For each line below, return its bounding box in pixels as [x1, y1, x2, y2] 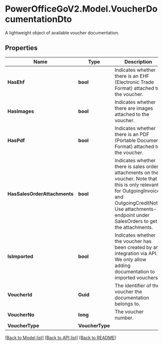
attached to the [114, 111, 149, 118]
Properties [5, 44, 38, 52]
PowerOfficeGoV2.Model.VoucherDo [5, 3, 158, 15]
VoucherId [7, 291, 33, 298]
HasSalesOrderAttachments [7, 190, 74, 197]
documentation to [114, 268, 155, 275]
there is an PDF [114, 131, 149, 138]
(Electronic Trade [114, 79, 154, 86]
